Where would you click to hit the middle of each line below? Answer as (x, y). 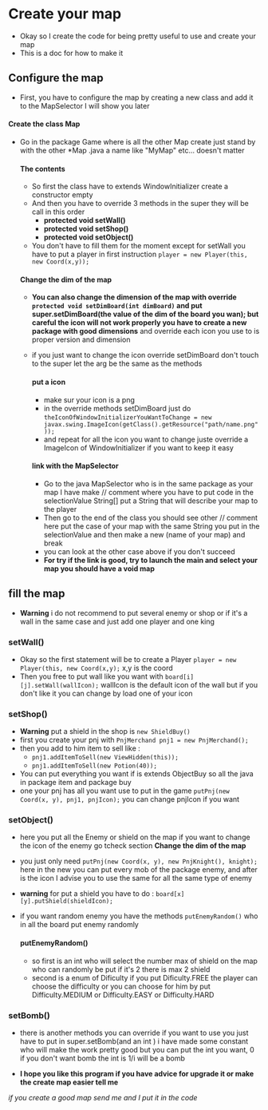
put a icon (49, 382)
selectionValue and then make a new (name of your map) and (144, 534)
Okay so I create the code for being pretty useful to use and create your (138, 36)
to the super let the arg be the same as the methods (117, 363)
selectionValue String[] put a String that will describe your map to (151, 501)
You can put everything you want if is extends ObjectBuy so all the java (136, 774)
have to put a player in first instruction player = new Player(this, (140, 254)
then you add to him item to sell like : (80, 748)
